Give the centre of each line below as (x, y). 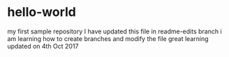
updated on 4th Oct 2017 (43, 46)
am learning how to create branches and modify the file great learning (108, 38)
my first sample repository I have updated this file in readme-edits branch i (114, 31)
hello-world (42, 12)
